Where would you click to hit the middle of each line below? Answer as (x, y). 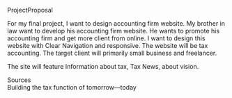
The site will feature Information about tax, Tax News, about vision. (103, 66)
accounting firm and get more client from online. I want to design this (106, 38)
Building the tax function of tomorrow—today (72, 87)
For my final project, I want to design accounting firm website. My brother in (116, 23)
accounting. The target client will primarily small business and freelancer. (112, 53)
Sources (19, 80)
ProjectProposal (30, 10)
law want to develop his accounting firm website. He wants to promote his (114, 31)
